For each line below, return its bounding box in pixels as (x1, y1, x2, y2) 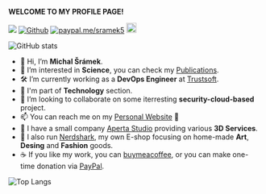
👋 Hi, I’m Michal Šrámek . (19, 56, 103, 66)
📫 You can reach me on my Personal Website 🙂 (19, 112, 180, 122)
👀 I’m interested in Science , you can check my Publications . (19, 65, 219, 75)
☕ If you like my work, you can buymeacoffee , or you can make (19, 150, 231, 159)
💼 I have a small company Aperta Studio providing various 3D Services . (19, 124, 258, 133)
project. (19, 103, 46, 112)
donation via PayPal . (36, 161, 105, 171)
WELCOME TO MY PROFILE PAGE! (8, 7, 124, 16)
